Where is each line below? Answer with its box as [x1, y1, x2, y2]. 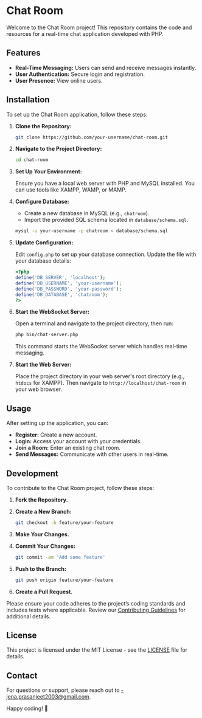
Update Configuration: [15, 239, 74, 246]
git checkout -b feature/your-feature [15, 519, 114, 526]
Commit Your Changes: [15, 542, 76, 550]
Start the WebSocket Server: [15, 308, 90, 316]
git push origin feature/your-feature [15, 577, 114, 583]
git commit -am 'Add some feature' [15, 554, 106, 560]
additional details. [6, 612, 50, 620]
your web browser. [15, 385, 63, 393]
